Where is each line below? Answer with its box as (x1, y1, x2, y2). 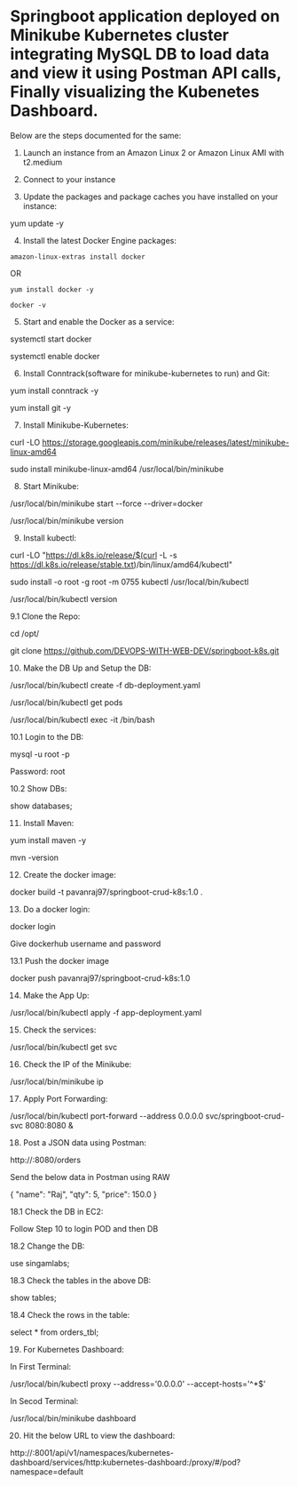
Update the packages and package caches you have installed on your (22, 191, 278, 202)
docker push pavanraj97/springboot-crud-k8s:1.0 (10, 972, 191, 984)
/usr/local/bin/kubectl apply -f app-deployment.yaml (10, 1007, 202, 1017)
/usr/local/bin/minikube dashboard (10, 1412, 137, 1424)
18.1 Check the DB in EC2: (10, 1206, 104, 1217)
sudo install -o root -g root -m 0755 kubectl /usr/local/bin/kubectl (10, 576, 249, 587)
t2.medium (22, 157, 63, 167)
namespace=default (10, 1466, 83, 1477)
